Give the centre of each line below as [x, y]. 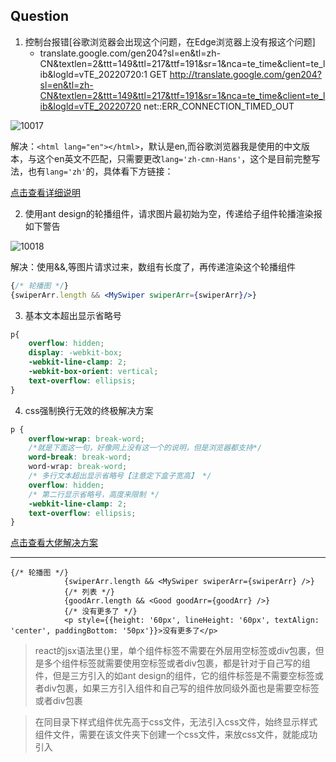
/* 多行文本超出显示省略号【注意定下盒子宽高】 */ [120, 476]
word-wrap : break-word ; [78, 467]
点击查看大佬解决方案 [54, 543]
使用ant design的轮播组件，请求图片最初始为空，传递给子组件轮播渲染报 [173, 213]
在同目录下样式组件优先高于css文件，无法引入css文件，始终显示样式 [176, 722]
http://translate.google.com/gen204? [245, 74]
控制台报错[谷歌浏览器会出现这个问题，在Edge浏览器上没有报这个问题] [170, 41]
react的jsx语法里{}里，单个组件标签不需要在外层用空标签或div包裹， [175, 651]
